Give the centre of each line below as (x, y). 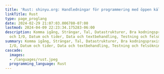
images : (17, 55)
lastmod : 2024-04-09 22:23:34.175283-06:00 (50, 28)
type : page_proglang (26, 18)
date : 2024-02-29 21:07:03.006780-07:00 (47, 23)
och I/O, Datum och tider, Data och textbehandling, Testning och (78, 37)
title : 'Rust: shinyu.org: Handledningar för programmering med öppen (78, 9)
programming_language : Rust (38, 64)
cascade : (14, 50)
